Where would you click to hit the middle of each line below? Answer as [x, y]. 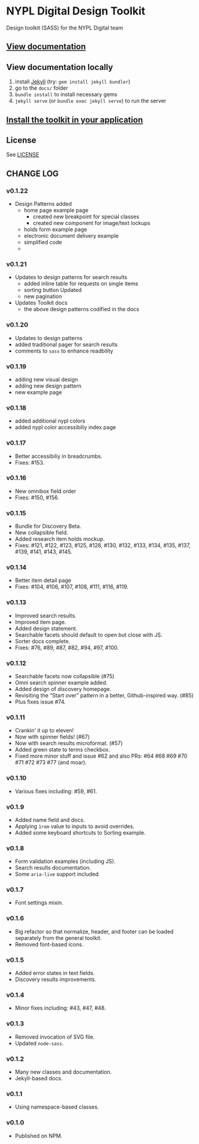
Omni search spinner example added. [61, 682]
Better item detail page [43, 580]
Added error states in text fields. [55, 973]
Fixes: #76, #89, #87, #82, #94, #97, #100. [67, 648]
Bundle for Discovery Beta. [48, 526]
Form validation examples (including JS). [65, 861]
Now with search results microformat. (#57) [69, 743]
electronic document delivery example [71, 236]
